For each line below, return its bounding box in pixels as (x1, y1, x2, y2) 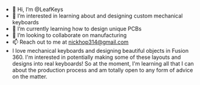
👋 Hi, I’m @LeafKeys (12, 6, 63, 13)
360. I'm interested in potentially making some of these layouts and (12, 53, 181, 61)
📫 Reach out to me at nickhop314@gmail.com (12, 38, 129, 46)
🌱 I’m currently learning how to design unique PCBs (12, 25, 142, 32)
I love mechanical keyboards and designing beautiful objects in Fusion (12, 47, 189, 54)
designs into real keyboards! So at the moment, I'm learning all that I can (12, 60, 194, 67)
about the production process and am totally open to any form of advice (12, 67, 193, 73)
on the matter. (12, 73, 48, 80)
